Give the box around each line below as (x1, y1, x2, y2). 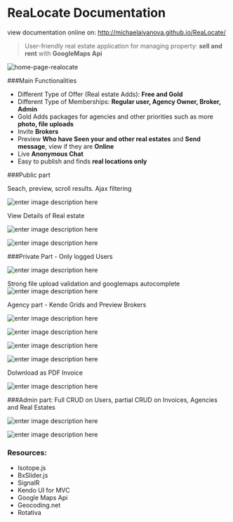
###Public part (7, 170, 51, 179)
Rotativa (17, 509, 42, 517)
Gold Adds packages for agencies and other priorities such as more (17, 112, 214, 121)
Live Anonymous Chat (17, 149, 84, 158)
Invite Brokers (17, 127, 59, 135)
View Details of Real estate (7, 211, 85, 220)
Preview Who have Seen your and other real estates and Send (17, 135, 201, 143)
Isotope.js (17, 464, 46, 472)
